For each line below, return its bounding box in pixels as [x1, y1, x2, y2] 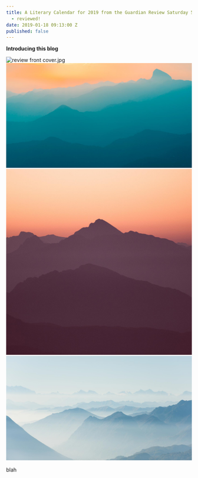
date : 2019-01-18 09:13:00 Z [6, 22, 78, 28]
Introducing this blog [6, 45, 59, 53]
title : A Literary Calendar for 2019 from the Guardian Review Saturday [6, 9, 189, 15]
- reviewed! [11, 15, 41, 22]
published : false [6, 28, 49, 34]
